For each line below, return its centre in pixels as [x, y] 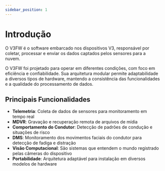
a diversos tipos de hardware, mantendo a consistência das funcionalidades [82, 79]
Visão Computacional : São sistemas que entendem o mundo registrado [85, 148]
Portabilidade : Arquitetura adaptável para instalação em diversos [79, 159]
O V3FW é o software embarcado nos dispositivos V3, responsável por [77, 48]
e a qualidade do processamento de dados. [49, 84]
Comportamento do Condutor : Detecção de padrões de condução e [82, 127]
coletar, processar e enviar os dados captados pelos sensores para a [75, 53]
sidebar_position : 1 [26, 10]
